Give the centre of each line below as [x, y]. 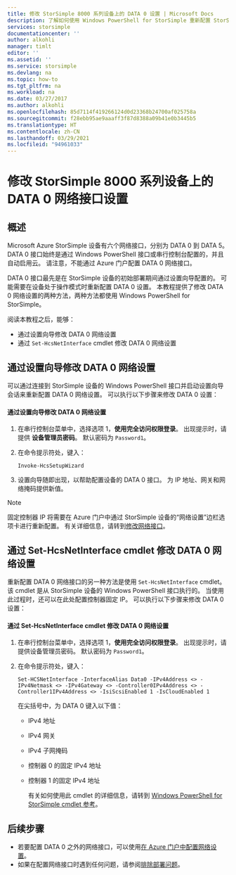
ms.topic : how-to [33, 79]
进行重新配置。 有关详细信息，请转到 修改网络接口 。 [94, 526]
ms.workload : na [31, 92]
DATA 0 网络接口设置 [68, 199]
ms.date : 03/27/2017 [38, 99]
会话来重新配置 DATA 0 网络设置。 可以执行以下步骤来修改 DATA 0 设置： [113, 394]
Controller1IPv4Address [52, 692]
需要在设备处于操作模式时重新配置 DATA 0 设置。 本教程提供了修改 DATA [118, 287]
